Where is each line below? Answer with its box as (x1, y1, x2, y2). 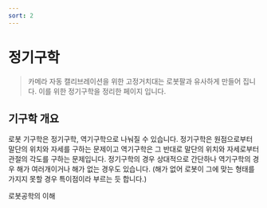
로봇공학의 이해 (8, 191, 56, 201)
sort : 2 (8, 11, 34, 20)
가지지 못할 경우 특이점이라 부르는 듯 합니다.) (8, 175, 147, 184)
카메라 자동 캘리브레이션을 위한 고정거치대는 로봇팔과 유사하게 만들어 (27, 77, 241, 86)
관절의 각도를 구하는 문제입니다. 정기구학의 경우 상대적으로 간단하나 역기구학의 (8, 155, 251, 164)
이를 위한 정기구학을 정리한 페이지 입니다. (38, 86, 167, 96)
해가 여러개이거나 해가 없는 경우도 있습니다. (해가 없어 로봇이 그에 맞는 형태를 (16, 164, 255, 174)
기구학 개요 (8, 112, 60, 125)
